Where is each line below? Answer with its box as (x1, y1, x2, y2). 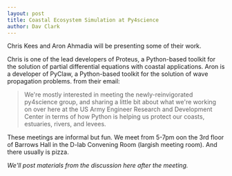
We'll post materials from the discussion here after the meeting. (7, 162, 188, 170)
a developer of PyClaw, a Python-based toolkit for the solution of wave (7, 70, 209, 78)
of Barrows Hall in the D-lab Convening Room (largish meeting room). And (7, 141, 217, 149)
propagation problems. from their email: (7, 77, 120, 86)
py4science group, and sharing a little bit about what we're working (23, 98, 216, 106)
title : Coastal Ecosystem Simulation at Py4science (7, 17, 159, 23)
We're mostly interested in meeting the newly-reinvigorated (23, 90, 193, 99)
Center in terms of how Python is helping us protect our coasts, (23, 113, 205, 121)
